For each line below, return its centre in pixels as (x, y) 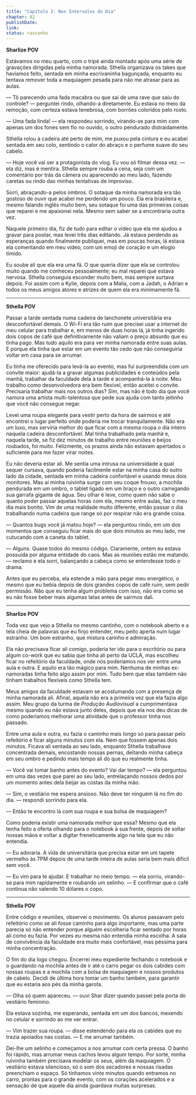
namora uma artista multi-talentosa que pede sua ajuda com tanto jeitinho (95, 398)
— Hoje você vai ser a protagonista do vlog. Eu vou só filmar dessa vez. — (96, 163)
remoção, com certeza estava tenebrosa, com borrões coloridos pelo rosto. (97, 110)
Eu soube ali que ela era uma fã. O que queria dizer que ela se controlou (93, 265)
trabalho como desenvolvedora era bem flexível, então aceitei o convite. (93, 385)
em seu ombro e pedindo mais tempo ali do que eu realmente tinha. (87, 759)
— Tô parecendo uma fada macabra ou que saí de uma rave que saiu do (93, 98)
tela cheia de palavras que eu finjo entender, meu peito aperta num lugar (93, 632)
